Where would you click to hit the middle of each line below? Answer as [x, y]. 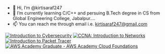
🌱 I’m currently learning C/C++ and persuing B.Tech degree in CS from [86, 13]
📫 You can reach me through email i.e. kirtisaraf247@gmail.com [80, 24]
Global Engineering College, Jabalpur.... [54, 18]
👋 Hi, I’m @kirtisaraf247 [37, 8]
